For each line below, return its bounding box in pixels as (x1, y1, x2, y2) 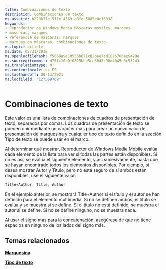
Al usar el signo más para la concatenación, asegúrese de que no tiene (5, 217, 151, 223)
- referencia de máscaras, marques (5, 35, 79, 40)
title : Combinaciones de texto (5, 7, 70, 12)
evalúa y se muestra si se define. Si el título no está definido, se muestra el (5, 202, 159, 208)
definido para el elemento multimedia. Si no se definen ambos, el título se (5, 196, 156, 202)
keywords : (5, 21, 26, 26)
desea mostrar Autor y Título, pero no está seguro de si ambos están (5, 167, 147, 173)
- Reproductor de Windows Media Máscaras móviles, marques (5, 26, 131, 31)
